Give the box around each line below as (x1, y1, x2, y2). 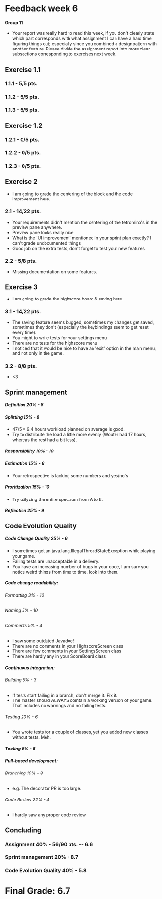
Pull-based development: (5, 758, 58, 764)
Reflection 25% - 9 (5, 508, 44, 514)
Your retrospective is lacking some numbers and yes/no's (12, 473, 129, 478)
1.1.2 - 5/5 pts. (5, 93, 39, 100)
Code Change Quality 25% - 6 (5, 535, 68, 542)
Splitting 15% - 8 (5, 414, 40, 420)
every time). (12, 329, 37, 336)
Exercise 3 (5, 283, 38, 291)
